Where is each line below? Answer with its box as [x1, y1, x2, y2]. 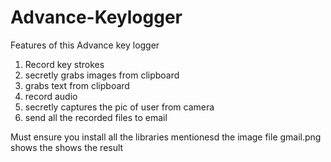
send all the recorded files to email [24, 111, 168, 123]
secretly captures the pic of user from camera [24, 101, 215, 113]
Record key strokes [24, 58, 105, 70]
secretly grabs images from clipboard [24, 69, 180, 81]
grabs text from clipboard [24, 79, 130, 91]
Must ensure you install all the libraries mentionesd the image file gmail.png [10, 131, 322, 143]
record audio [24, 90, 78, 102]
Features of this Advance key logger [10, 39, 160, 51]
